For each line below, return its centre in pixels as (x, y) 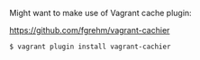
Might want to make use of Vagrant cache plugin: (100, 13)
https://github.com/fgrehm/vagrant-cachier (90, 30)
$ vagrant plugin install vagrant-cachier (90, 47)
